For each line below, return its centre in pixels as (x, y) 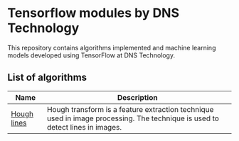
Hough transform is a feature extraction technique (130, 109)
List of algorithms (47, 78)
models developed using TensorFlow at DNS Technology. (91, 55)
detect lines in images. (84, 127)
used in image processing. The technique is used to (133, 118)
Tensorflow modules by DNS (94, 13)
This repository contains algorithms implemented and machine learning (112, 47)
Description (137, 97)
